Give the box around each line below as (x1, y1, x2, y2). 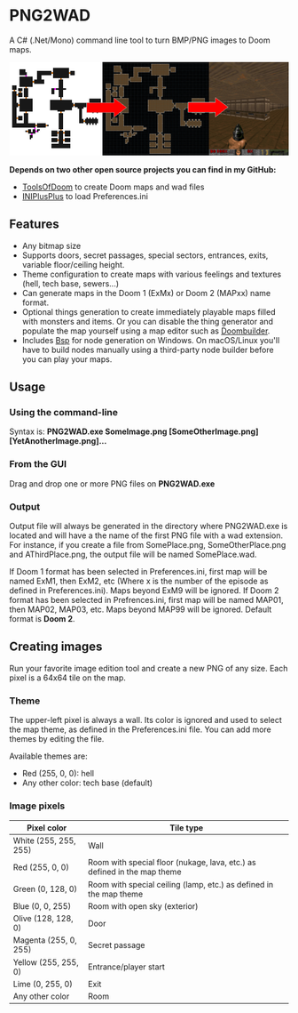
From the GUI (9, 458, 67, 470)
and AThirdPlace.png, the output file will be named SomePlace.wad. (9, 549, 257, 560)
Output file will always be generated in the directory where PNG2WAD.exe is (9, 521, 288, 532)
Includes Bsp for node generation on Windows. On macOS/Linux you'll (21, 334, 280, 345)
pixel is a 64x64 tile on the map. (9, 672, 127, 683)
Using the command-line (9, 406, 118, 419)
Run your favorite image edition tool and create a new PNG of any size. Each (9, 663, 288, 673)
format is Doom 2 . (9, 614, 75, 624)
